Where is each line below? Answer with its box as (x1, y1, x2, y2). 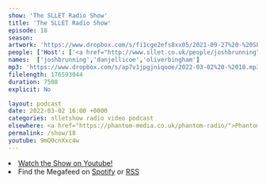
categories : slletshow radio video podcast (8, 114, 154, 123)
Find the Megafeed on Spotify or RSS (18, 167, 140, 176)
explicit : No (8, 85, 51, 94)
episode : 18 (8, 26, 47, 34)
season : (8, 33, 34, 42)
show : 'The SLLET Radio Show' (8, 11, 108, 20)
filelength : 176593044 (8, 71, 83, 79)
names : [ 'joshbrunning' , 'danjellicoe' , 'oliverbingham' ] (8, 56, 200, 64)
